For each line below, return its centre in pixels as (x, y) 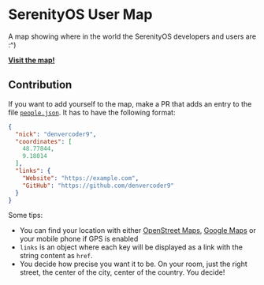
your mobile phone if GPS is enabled (79, 239)
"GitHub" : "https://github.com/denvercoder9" (99, 186)
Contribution (40, 85)
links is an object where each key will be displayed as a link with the (131, 247)
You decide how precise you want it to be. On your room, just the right (134, 264)
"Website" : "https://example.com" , (81, 178)
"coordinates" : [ (44, 141)
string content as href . (56, 256)
